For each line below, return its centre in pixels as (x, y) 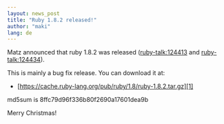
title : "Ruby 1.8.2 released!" (52, 20)
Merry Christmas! (32, 113)
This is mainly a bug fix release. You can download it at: (86, 73)
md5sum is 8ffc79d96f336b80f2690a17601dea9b (78, 100)
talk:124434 (24, 60)
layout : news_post (33, 13)
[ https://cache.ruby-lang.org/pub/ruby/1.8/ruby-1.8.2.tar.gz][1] (105, 86)
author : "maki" (29, 26)
